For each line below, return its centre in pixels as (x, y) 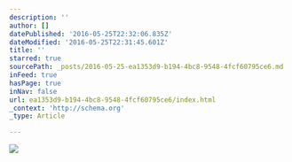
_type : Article (37, 116)
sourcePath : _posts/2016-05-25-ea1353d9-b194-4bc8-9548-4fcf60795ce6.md (146, 67)
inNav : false (33, 91)
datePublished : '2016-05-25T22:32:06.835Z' (91, 34)
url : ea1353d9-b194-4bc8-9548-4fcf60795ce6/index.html (113, 100)
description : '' (39, 17)
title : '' (28, 50)
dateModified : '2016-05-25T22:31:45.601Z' (89, 42)
